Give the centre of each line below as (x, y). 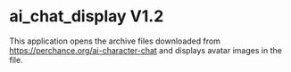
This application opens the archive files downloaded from (115, 41)
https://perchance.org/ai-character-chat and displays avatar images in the (146, 50)
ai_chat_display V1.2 (87, 16)
